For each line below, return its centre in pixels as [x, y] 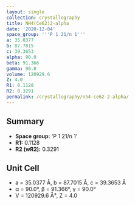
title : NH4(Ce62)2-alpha [38, 23]
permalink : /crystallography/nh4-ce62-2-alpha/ [68, 97]
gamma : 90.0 [21, 68]
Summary [25, 121]
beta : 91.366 [23, 63]
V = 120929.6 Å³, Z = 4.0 [46, 196]
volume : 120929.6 [28, 74]
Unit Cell [23, 168]
